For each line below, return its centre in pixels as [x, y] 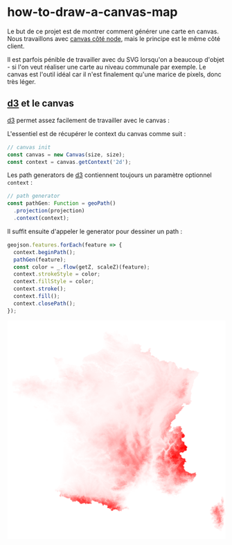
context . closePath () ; [45, 303]
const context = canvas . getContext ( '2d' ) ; [69, 162]
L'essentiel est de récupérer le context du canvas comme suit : [97, 133]
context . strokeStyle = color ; [57, 274]
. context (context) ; [42, 218]
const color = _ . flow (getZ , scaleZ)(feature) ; [82, 267]
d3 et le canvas [41, 104]
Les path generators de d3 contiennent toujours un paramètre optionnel [110, 175]
